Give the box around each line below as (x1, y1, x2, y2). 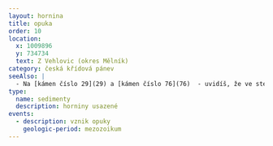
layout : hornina (8, 11, 63, 20)
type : (8, 87, 27, 96)
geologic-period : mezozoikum (23, 125, 122, 133)
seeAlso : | (8, 72, 45, 80)
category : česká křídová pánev (8, 65, 115, 73)
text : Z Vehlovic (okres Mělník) (15, 58, 129, 66)
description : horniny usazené (15, 102, 118, 110)
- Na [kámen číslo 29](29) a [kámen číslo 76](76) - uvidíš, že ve (15, 79, 253, 88)
